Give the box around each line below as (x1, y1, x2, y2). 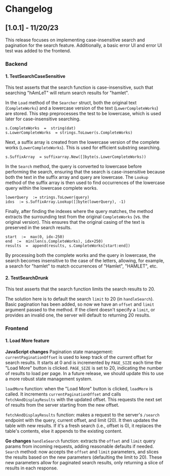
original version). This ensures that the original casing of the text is (5, 219, 145, 225)
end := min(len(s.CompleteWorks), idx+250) (5, 239, 103, 244)
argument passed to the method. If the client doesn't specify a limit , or (5, 307, 155, 313)
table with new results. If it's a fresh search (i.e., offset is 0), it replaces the (5, 422, 161, 429)
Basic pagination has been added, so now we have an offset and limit (5, 301, 155, 307)
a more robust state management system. (5, 376, 92, 382)
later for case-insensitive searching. (5, 116, 81, 122)
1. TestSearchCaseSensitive (5, 73, 66, 79)
